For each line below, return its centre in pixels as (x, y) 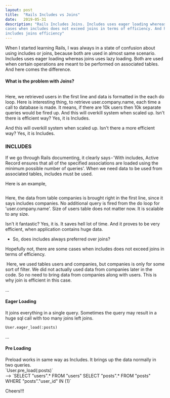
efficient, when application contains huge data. (54, 229)
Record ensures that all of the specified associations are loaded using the (82, 163)
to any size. (17, 214)
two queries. (18, 365)
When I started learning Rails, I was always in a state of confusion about (80, 48)
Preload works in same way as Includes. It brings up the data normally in (81, 360)
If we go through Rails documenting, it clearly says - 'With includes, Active (82, 157)
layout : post (19, 10)
